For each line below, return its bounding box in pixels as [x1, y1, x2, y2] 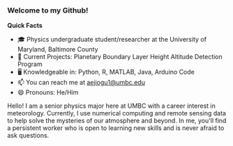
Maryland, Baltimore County [17, 45, 99, 54]
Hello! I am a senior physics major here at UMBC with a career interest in [7, 102, 216, 110]
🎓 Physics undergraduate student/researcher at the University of [17, 35, 207, 44]
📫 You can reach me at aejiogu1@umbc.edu [17, 79, 145, 87]
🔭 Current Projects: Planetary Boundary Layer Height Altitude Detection [17, 53, 223, 61]
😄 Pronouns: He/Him [17, 88, 79, 97]
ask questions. [7, 131, 50, 140]
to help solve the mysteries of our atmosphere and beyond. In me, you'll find [7, 117, 227, 125]
